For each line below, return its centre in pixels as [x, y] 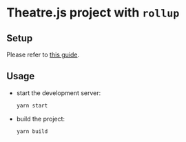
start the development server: [59, 93]
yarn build [32, 131]
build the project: [41, 119]
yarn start [32, 105]
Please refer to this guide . [43, 54]
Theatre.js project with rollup [93, 13]
